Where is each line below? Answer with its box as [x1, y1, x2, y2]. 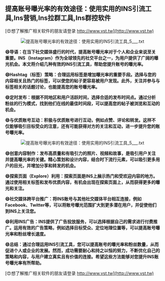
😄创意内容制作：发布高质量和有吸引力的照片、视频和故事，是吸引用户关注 [5, 150, 156, 156]
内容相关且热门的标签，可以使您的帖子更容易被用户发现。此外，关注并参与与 [5, 78, 160, 84]
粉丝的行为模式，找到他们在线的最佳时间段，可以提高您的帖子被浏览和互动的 [5, 100, 160, 106]
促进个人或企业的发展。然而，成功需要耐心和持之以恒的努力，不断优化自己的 [5, 248, 160, 253]
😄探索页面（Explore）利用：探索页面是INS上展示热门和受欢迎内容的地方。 [5, 173, 158, 179]
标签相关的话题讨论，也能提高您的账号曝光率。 [5, 84, 100, 90]
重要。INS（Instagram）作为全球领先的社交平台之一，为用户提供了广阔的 [5, 55, 154, 61]
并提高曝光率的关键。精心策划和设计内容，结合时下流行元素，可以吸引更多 [5, 156, 156, 162]
